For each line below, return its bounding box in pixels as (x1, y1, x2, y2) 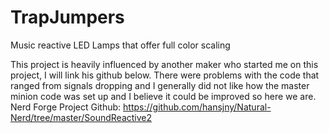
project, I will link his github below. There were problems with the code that (10, 69, 320, 81)
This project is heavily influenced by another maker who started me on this (10, 58, 319, 70)
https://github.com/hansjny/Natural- (123, 101, 272, 113)
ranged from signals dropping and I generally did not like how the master (10, 79, 310, 91)
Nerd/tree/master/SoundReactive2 (10, 111, 153, 123)
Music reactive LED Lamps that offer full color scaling (10, 39, 231, 51)
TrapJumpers (10, 6, 125, 29)
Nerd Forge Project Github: (10, 101, 122, 113)
